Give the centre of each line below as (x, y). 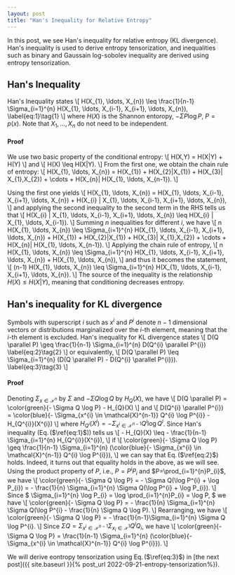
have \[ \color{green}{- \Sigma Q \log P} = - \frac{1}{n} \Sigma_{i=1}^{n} (111, 502)
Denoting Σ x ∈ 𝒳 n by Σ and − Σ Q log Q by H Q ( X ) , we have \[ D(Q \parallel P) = (117, 399)
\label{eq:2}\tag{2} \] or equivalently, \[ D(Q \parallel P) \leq (93, 352)
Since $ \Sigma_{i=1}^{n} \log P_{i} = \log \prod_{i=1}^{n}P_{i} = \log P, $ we (117, 495)
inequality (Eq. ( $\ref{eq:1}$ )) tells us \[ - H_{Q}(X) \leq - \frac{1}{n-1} (107, 433)
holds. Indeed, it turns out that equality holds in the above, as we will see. (113, 462)
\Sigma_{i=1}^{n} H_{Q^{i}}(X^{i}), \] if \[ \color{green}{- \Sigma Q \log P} (113, 440)
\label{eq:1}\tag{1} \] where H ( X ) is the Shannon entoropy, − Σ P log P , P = (111, 116)
